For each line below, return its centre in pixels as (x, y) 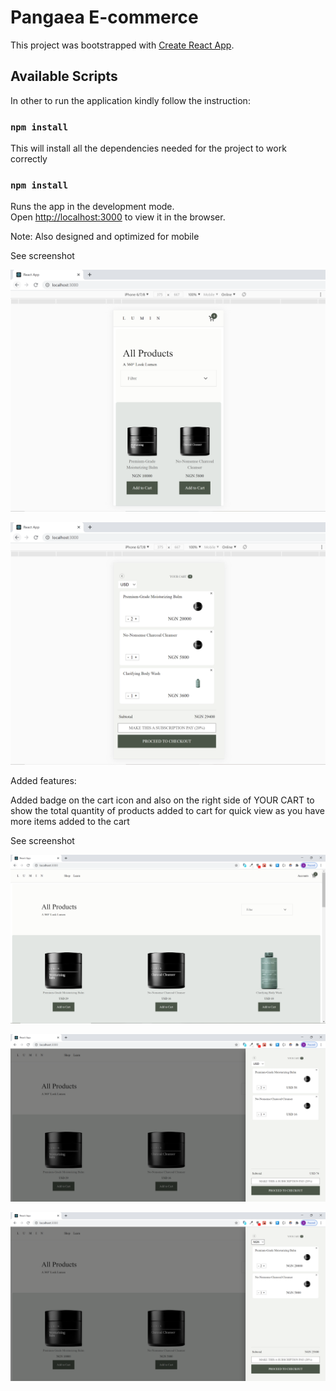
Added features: (43, 780)
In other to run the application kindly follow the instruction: (130, 100)
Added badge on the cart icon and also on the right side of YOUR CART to (162, 800)
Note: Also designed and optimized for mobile (105, 237)
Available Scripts (64, 76)
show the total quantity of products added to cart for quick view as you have (167, 810)
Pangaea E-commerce (104, 17)
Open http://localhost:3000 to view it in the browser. (118, 217)
